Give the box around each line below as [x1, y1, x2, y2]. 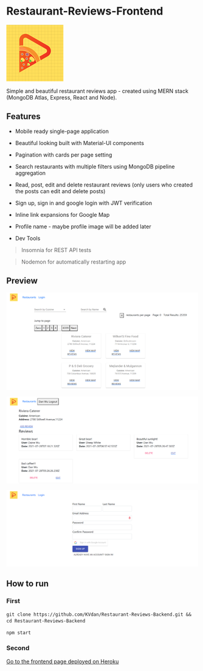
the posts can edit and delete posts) [15, 187, 106, 195]
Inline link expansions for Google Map [15, 211, 110, 218]
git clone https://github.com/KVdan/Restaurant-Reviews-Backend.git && [6, 611, 191, 618]
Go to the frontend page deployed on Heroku [6, 658, 119, 665]
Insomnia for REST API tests [21, 246, 92, 253]
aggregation [15, 169, 46, 177]
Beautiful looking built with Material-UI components [15, 139, 145, 146]
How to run [6, 579, 49, 588]
